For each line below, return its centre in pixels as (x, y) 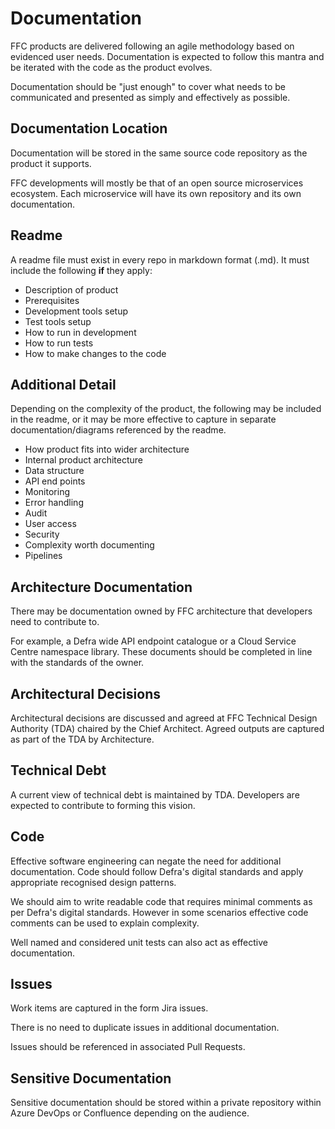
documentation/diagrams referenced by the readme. (118, 430)
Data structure (54, 471)
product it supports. (51, 163)
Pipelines (43, 556)
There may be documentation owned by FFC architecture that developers (161, 611)
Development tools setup (76, 311)
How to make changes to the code (95, 353)
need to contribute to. (55, 622)
